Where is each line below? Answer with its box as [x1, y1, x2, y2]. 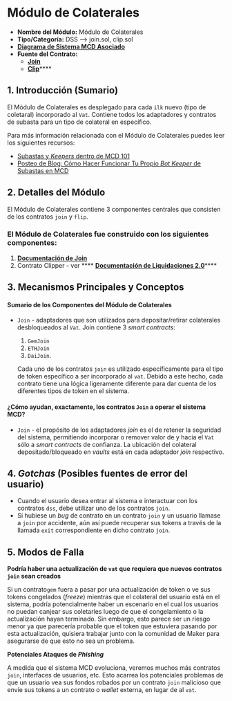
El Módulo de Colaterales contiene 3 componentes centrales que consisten [7, 205, 221, 213]
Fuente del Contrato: [17, 50, 78, 58]
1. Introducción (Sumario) [7, 84, 119, 96]
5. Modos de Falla [7, 546, 84, 558]
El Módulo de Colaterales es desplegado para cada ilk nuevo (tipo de [7, 102, 206, 111]
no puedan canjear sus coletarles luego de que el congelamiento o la [7, 608, 204, 616]
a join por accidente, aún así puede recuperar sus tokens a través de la [17, 519, 222, 527]
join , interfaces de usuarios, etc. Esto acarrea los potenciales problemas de [7, 671, 224, 680]
